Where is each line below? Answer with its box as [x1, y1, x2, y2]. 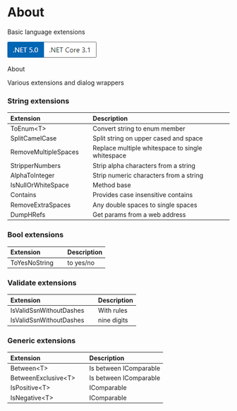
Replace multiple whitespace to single [92, 144, 202, 153]
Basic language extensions [7, 28, 86, 36]
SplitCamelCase [10, 134, 57, 143]
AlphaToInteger [10, 171, 55, 179]
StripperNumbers [10, 161, 61, 169]
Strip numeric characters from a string [92, 171, 203, 179]
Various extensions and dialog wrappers [7, 78, 125, 87]
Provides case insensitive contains [92, 191, 193, 199]
